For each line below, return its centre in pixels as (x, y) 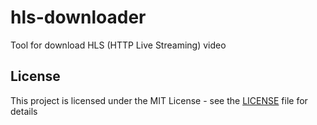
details (24, 111)
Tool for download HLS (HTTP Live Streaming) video (118, 45)
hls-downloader (78, 17)
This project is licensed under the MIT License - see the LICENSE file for (159, 100)
